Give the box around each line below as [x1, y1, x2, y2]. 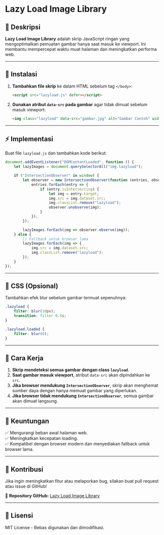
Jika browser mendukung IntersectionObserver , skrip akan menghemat [12, 382, 159, 388]
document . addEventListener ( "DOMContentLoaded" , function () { [5, 160, 134, 165]
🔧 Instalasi [5, 70, 38, 79]
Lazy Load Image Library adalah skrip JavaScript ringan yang [5, 36, 130, 42]
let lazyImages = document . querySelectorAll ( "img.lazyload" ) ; [14, 164, 143, 169]
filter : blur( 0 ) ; [14, 331, 49, 336]
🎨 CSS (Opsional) [5, 282, 59, 290]
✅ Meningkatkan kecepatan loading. [5, 435, 78, 441]
